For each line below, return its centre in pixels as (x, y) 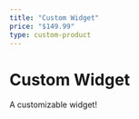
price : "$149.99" (42, 26)
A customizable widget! (54, 104)
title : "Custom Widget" (55, 18)
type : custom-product (50, 35)
